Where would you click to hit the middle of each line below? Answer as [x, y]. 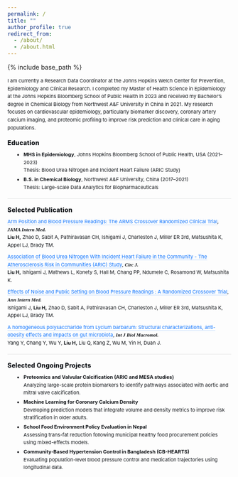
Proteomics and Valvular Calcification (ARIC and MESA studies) [99, 377]
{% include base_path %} [45, 67]
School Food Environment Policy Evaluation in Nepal [85, 427]
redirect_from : [30, 34]
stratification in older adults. [56, 418]
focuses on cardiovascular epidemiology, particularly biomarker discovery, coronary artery [112, 112]
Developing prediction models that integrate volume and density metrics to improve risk [124, 409]
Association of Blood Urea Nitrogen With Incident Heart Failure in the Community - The [107, 257]
